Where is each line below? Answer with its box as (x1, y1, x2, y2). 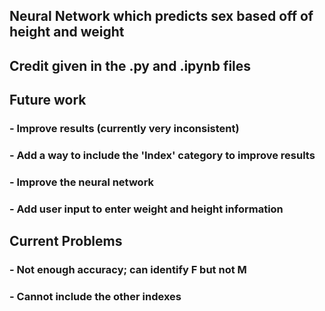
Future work (9, 92, 87, 109)
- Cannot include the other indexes (9, 290, 182, 304)
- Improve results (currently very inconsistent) (9, 122, 240, 136)
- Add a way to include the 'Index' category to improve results (9, 149, 316, 163)
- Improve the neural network (9, 175, 155, 189)
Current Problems (9, 233, 123, 250)
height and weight (9, 24, 125, 41)
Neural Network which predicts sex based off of (9, 8, 314, 25)
